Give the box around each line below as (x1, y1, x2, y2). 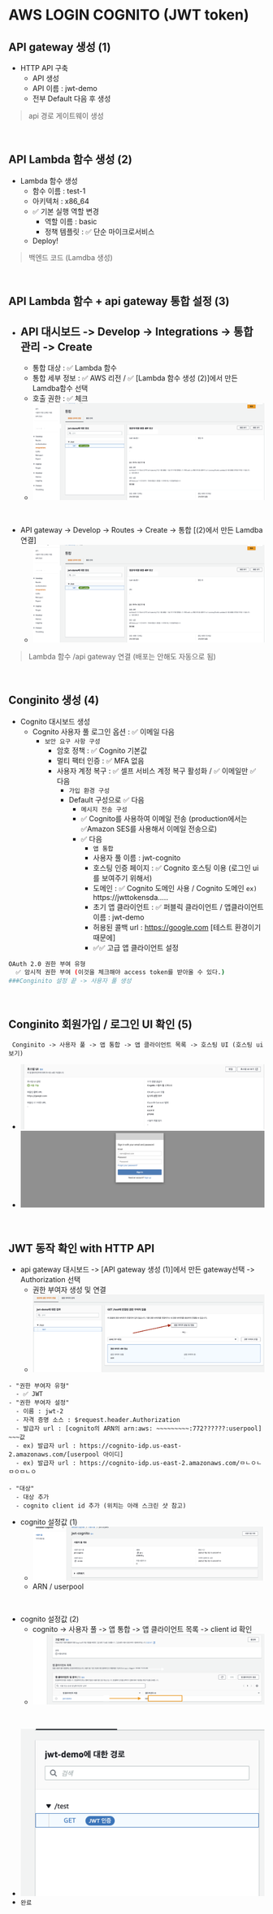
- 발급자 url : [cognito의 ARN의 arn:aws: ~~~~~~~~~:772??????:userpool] (15, 1425, 262, 1433)
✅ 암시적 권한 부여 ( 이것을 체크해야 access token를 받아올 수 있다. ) (15, 968, 225, 977)
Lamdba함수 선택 (32, 384, 89, 394)
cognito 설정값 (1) (19, 1516, 78, 1526)
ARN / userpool (32, 1581, 84, 1591)
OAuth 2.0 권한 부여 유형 (8, 959, 86, 968)
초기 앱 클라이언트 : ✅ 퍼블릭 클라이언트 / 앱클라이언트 (93, 902, 264, 911)
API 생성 (32, 73, 59, 83)
